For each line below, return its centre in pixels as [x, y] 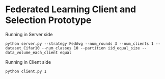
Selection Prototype [48, 20]
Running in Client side [28, 62]
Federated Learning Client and [71, 9]
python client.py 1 [26, 71]
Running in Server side [29, 34]
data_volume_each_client [32, 52]
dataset [13, 48]
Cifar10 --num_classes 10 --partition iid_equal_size [82, 48]
